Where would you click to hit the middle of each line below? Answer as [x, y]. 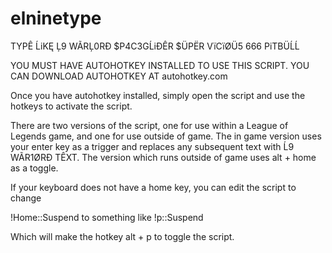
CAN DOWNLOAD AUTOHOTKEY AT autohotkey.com [119, 76]
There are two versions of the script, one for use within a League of [149, 125]
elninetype [56, 18]
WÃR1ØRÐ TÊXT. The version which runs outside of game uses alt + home [163, 157]
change [26, 198]
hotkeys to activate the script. [71, 106]
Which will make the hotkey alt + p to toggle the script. [122, 236]
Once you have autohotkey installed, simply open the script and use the [158, 95]
